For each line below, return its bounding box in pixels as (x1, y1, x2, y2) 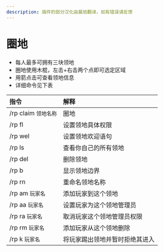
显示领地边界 (63, 166, 100, 175)
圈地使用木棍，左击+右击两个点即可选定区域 (15, 66, 126, 73)
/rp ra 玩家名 (9, 212, 43, 220)
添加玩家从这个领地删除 (63, 223, 130, 232)
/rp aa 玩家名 (9, 200, 44, 209)
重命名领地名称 (63, 178, 106, 186)
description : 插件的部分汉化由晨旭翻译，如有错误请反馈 (6, 9, 133, 15)
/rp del (9, 154, 29, 163)
